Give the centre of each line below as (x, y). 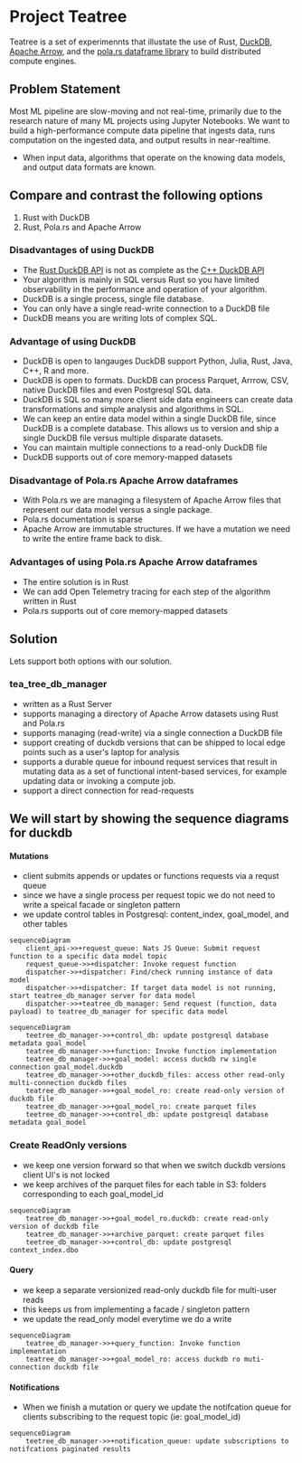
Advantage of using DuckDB (73, 341)
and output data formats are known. (89, 167)
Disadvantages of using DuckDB (82, 250)
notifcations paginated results (70, 1449)
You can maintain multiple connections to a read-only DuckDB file (145, 448)
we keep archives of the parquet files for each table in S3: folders (144, 1184)
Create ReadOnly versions (68, 1146)
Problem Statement (65, 89)
